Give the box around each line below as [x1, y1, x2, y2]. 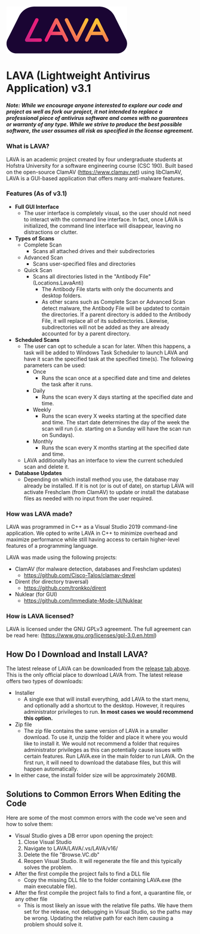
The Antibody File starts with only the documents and [41, 285, 174, 292]
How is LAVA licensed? [6, 612, 75, 621]
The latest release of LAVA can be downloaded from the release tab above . [6, 665, 191, 672]
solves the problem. [23, 864, 73, 871]
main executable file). [23, 883, 77, 890]
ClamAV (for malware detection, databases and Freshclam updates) [14, 565, 181, 573]
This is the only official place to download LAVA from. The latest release [6, 671, 183, 679]
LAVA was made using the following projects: [6, 554, 118, 561]
